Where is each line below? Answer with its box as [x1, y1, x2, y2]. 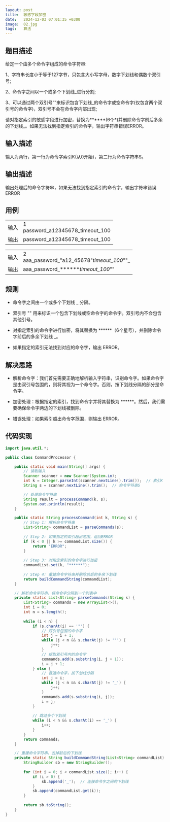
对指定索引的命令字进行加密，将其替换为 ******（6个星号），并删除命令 [12, 327, 161, 333]
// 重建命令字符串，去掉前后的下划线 [14, 750, 82, 756]
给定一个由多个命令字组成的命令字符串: [5, 60, 87, 66]
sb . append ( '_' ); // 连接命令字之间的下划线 [41, 779, 129, 784]
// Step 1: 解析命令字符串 [23, 520, 75, 525]
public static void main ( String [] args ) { [14, 464, 106, 469]
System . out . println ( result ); [23, 501, 85, 506]
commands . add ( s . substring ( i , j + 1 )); [41, 657, 124, 662]
